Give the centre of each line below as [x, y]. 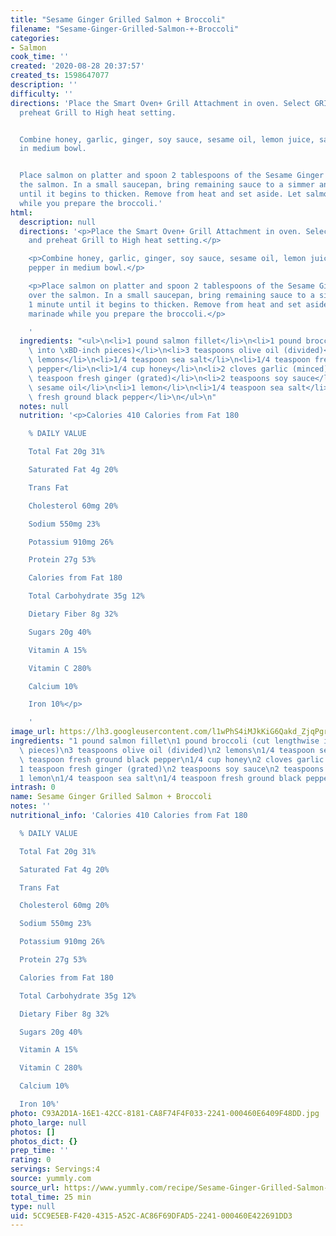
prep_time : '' [40, 1151]
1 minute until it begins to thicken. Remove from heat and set [165, 304]
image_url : [33, 732]
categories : [35, 38]
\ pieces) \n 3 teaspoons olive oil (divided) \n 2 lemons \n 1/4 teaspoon [167, 750]
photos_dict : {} [44, 1141]
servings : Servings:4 [55, 1169]
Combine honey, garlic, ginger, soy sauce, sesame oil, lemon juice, [167, 139]
